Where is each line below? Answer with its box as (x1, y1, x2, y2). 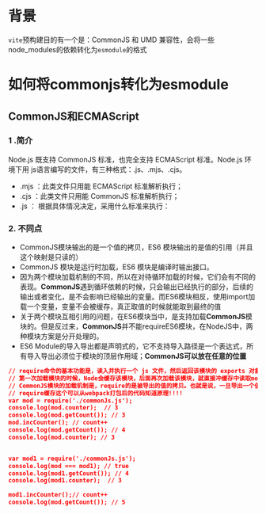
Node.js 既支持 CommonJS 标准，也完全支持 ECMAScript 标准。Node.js (8, 154, 243, 164)
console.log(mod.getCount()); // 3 (8, 411, 126, 420)
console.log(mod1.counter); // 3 (8, 477, 123, 485)
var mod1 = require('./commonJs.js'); (8, 455, 136, 463)
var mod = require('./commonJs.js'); (8, 397, 133, 405)
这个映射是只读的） (19, 253, 83, 262)
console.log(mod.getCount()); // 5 (8, 498, 126, 507)
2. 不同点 (8, 223, 43, 234)
